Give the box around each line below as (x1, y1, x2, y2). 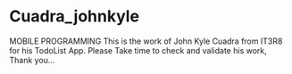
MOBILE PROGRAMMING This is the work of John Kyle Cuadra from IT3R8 (9, 36, 283, 46)
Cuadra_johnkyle (9, 6, 140, 27)
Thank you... (9, 54, 55, 65)
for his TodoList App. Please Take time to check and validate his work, (9, 45, 268, 55)
